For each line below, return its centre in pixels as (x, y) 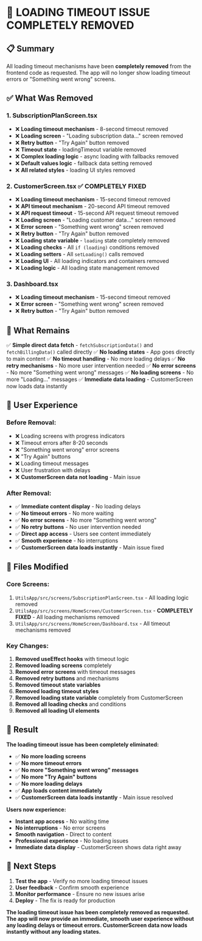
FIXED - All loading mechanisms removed (67, 617)
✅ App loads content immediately (58, 790)
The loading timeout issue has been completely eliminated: (83, 744)
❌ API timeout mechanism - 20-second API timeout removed (92, 206)
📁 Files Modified (37, 567)
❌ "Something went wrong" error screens (67, 449)
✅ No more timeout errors (48, 763)
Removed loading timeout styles (57, 691)
